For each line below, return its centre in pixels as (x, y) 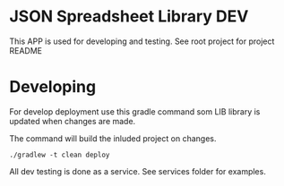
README (26, 50)
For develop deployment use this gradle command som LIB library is (135, 111)
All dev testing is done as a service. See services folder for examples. (138, 171)
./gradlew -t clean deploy (60, 155)
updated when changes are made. (73, 121)
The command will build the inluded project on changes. (113, 138)
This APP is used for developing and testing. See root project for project (142, 41)
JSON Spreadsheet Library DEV (129, 17)
